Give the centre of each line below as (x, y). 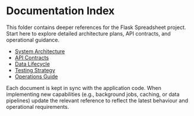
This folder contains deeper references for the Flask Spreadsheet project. (96, 27)
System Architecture (40, 51)
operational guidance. (33, 40)
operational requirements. (38, 107)
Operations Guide (36, 76)
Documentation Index (60, 11)
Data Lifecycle (32, 64)
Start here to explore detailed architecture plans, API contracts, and (88, 33)
